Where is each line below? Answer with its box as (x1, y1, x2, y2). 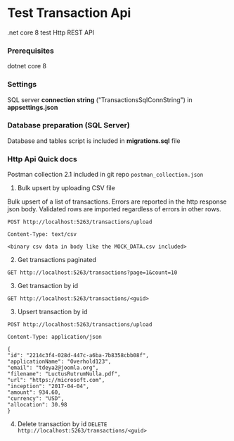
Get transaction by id (17, 282, 79, 290)
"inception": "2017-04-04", (7, 383, 90, 390)
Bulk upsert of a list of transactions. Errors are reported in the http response (7, 197, 227, 206)
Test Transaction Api (7, 5, 131, 21)
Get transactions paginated (17, 256, 96, 264)
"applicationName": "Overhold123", (7, 358, 112, 366)
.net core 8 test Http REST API (7, 28, 95, 37)
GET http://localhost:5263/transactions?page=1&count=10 (7, 269, 178, 276)
